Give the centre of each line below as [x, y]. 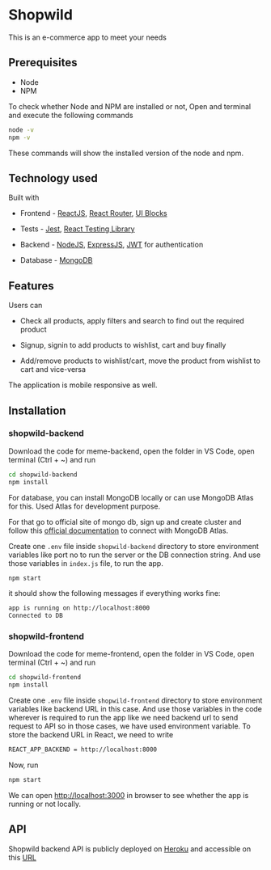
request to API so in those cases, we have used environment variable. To [129, 726]
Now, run [23, 765]
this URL [22, 857]
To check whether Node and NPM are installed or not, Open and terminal [130, 106]
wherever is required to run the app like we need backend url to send [123, 718]
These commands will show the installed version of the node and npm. [126, 153]
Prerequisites [43, 63]
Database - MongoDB [56, 260]
